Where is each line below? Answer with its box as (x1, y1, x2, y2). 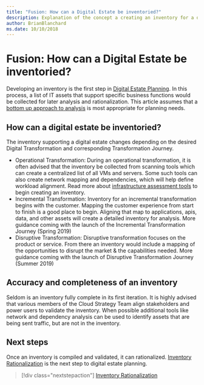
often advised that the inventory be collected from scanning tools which (15, 163, 195, 170)
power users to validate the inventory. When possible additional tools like (6, 307, 189, 314)
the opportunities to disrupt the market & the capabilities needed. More (15, 247, 193, 254)
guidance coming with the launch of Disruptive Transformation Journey (15, 254, 194, 260)
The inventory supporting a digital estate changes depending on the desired (6, 138, 197, 145)
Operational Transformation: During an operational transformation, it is (15, 156, 191, 164)
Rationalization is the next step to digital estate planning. (6, 359, 148, 367)
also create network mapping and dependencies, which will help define (15, 176, 194, 183)
